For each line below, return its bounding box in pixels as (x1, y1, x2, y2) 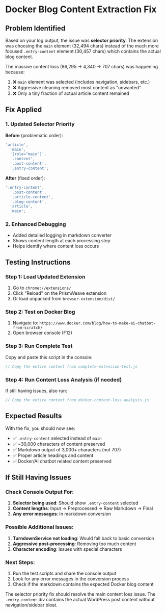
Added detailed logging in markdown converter (12, 232, 112, 238)
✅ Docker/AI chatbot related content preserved (12, 458, 112, 464)
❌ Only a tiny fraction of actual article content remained (12, 90, 130, 96)
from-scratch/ (12, 325, 43, 330)
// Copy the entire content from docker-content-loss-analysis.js (5, 397, 149, 402)
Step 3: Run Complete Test (5, 343, 73, 350)
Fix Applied (5, 106, 42, 114)
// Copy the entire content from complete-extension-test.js (5, 364, 138, 369)
